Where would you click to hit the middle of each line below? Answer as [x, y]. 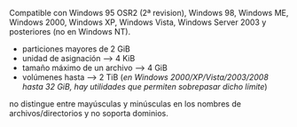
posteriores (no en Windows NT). [70, 32]
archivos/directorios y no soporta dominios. [89, 113]
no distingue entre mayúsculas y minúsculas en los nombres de [125, 104]
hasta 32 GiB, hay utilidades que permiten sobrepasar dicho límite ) [145, 87]
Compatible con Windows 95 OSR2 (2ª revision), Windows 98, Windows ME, [149, 13]
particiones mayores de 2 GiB [76, 49]
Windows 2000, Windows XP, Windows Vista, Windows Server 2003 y [138, 22]
